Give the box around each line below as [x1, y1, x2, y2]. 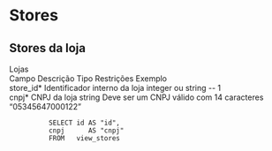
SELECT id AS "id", [48, 118, 121, 127]
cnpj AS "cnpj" [48, 126, 125, 135]
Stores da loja [9, 41, 87, 56]
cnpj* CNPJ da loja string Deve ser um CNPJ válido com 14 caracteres [9, 92, 264, 102]
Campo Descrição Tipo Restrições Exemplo [9, 73, 168, 84]
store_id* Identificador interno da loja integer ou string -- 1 [9, 83, 222, 93]
